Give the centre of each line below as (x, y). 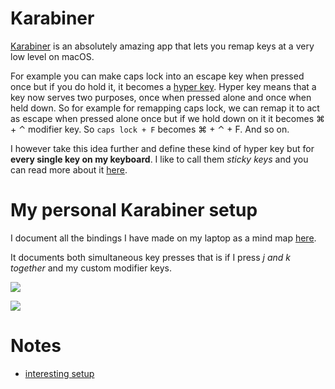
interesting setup (59, 373)
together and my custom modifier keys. (91, 268)
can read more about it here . (69, 169)
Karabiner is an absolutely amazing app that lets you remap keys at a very (162, 46)
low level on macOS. (52, 56)
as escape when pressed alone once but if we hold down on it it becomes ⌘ (167, 118)
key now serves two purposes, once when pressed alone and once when (161, 97)
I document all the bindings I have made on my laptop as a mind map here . (163, 238)
